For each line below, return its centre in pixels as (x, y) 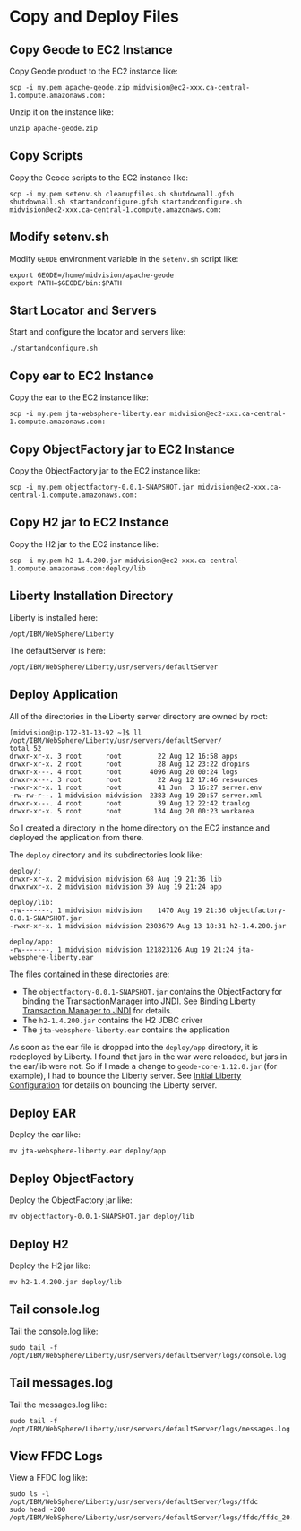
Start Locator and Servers (83, 311)
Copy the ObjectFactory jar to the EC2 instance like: (105, 471)
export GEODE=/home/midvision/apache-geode (92, 275)
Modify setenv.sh (59, 237)
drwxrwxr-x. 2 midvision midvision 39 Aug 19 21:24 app (116, 887)
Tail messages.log (61, 1383)
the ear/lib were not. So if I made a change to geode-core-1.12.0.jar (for (143, 1066)
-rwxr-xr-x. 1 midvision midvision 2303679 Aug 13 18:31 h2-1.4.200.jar (148, 926)
